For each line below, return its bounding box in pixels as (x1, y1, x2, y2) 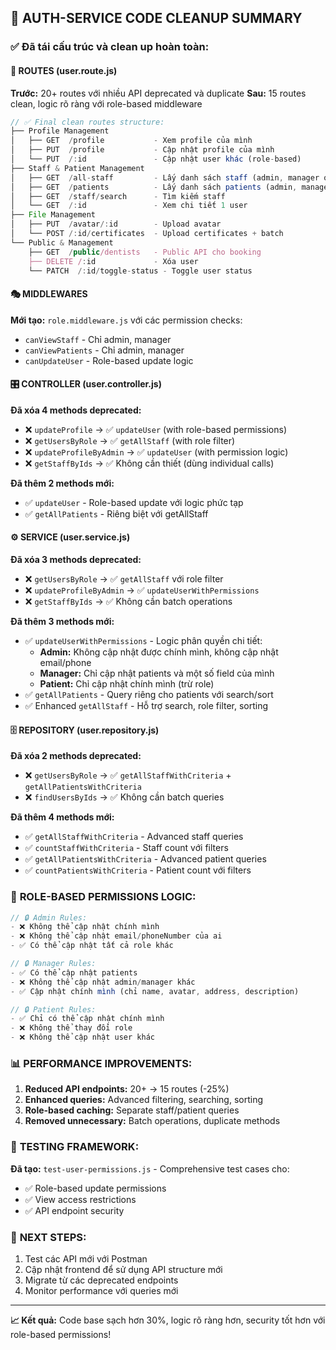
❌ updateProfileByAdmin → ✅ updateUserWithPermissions (24, 584, 260, 596)
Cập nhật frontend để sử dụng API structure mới (24, 1263, 223, 1275)
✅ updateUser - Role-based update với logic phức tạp (24, 496, 244, 508)
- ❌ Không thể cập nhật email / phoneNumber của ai (10, 931, 223, 941)
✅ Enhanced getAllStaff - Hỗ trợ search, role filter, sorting (24, 700, 269, 711)
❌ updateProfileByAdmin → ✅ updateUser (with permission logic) (24, 446, 289, 458)
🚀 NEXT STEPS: (10, 1230, 87, 1244)
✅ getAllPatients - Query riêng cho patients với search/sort (24, 689, 274, 700)
